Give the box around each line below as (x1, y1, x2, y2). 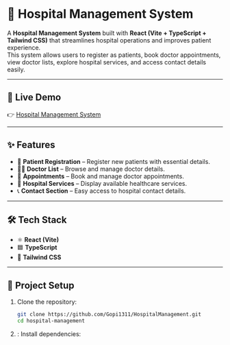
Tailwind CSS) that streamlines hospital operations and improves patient (7, 36, 212, 44)
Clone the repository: (16, 298, 77, 306)
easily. (7, 65, 25, 73)
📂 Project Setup (7, 279, 75, 291)
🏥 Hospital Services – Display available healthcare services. (16, 179, 188, 187)
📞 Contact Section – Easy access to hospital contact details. (16, 187, 186, 195)
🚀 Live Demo (7, 92, 62, 104)
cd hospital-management (16, 318, 86, 324)
